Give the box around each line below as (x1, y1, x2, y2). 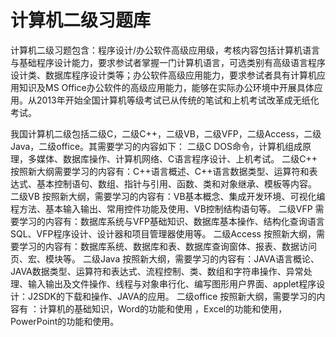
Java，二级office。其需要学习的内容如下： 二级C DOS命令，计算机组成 (10, 140, 303, 152)
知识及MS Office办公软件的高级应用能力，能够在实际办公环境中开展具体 (18, 81, 315, 93)
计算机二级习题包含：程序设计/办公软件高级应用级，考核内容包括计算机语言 (10, 44, 321, 56)
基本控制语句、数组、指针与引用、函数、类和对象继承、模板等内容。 (36, 177, 317, 190)
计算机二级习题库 (10, 9, 152, 32)
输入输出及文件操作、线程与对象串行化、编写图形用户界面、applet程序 (27, 277, 317, 290)
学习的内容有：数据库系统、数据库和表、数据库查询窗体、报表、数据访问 (18, 240, 317, 252)
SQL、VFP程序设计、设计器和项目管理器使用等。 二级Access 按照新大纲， (10, 227, 317, 240)
